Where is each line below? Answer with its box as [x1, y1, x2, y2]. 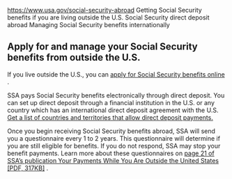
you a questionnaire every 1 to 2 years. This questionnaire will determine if [7, 134, 221, 142]
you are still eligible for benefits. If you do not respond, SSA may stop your [7, 141, 221, 150]
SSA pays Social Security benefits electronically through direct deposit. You [7, 91, 225, 100]
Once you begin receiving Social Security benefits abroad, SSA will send [7, 127, 216, 135]
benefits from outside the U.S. [7, 52, 141, 63]
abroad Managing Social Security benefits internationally [7, 21, 171, 29]
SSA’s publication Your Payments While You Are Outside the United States [7, 156, 219, 164]
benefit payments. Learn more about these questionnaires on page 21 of [7, 149, 215, 157]
